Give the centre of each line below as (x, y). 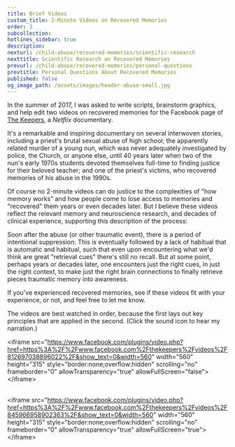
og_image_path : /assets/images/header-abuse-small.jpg (89, 85)
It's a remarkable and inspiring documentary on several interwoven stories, (115, 133)
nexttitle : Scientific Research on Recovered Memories (89, 59)
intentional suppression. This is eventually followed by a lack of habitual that (117, 242)
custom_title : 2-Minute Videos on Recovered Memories (87, 20)
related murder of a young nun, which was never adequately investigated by (117, 148)
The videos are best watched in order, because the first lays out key (105, 314)
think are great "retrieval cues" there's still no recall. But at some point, (109, 257)
